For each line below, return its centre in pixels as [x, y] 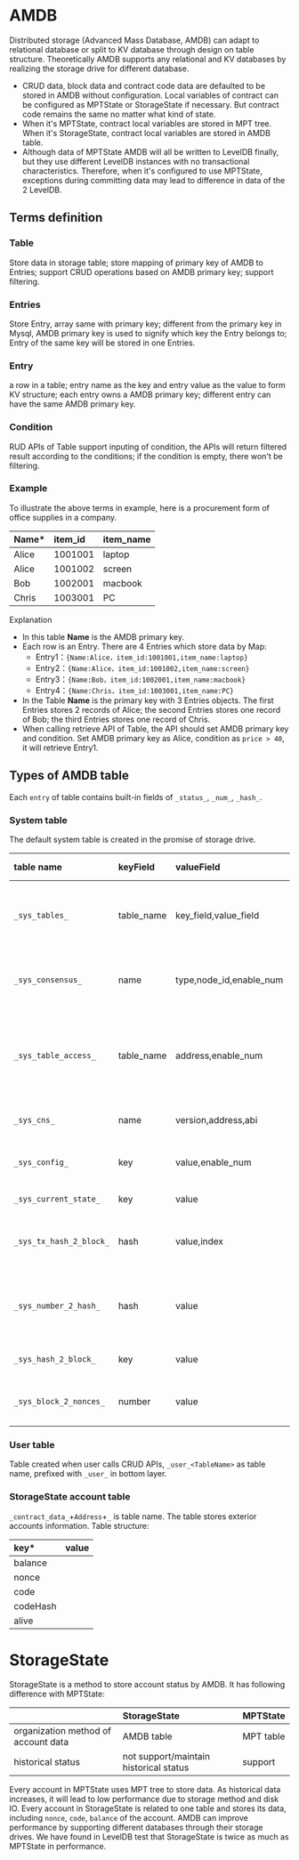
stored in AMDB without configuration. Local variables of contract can [150, 95]
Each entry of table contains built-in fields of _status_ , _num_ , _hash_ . [136, 797]
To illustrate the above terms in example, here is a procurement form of [139, 507]
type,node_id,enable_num [229, 980]
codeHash [35, 1605]
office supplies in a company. [63, 517]
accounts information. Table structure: [79, 1525]
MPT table [264, 1736]
